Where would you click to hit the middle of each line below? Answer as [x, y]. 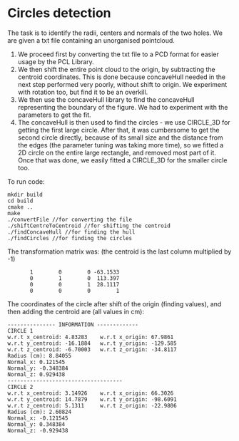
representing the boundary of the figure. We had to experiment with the [123, 107]
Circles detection [59, 13]
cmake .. [20, 207]
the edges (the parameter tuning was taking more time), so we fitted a [121, 145]
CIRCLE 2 [20, 387]
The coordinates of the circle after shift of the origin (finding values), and [115, 303]
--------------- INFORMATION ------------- [73, 325]
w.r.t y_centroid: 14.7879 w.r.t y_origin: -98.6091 [92, 399]
